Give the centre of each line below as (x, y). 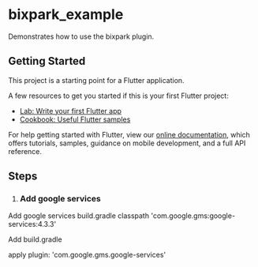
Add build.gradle (35, 239)
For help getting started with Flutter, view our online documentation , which (129, 134)
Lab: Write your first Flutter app (71, 111)
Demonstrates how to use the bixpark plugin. (81, 36)
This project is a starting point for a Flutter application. (96, 80)
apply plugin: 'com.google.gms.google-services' (87, 255)
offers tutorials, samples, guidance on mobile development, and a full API (127, 143)
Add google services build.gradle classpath (79, 216)
